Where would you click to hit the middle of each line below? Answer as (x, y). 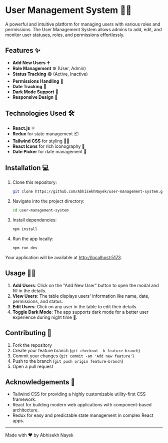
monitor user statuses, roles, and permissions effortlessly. (65, 35)
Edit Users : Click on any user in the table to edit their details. (75, 306)
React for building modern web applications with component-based (82, 405)
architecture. (25, 410)
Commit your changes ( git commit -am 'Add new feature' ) (73, 356)
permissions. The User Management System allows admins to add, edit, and (83, 29)
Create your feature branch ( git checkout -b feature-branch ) (76, 350)
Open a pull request (33, 366)
